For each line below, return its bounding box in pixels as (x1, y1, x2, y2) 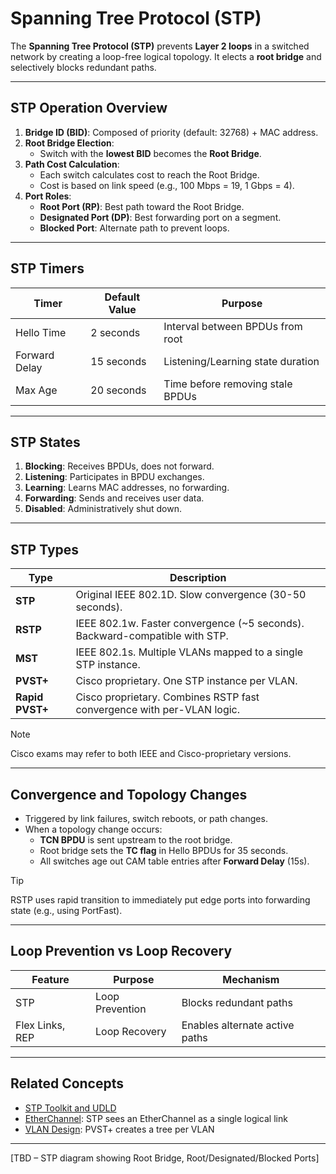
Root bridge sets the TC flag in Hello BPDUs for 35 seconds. (39, 845, 289, 856)
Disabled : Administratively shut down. (24, 503, 183, 515)
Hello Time (15, 325, 67, 339)
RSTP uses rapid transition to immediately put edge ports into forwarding (10, 894, 311, 906)
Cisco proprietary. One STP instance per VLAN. (75, 674, 298, 688)
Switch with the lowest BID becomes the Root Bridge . (39, 147, 262, 159)
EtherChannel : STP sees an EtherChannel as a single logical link (24, 1112, 288, 1124)
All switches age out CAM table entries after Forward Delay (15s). (39, 855, 310, 867)
